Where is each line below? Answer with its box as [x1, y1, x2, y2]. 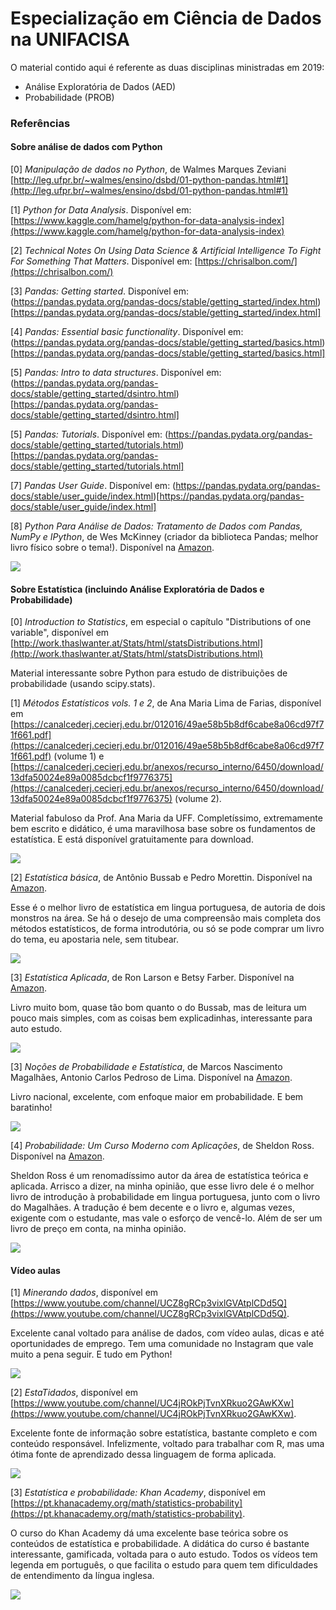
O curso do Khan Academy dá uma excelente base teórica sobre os [10, 1527, 289, 1539]
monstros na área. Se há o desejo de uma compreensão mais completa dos [10, 912, 322, 924]
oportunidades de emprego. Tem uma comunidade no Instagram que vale [10, 1338, 314, 1350]
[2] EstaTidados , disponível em [10, 1387, 139, 1399]
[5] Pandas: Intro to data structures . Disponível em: [10, 367, 222, 379]
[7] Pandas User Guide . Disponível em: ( [10, 480, 177, 492]
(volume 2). [174, 793, 222, 805]
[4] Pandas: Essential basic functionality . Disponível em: [10, 326, 244, 338]
